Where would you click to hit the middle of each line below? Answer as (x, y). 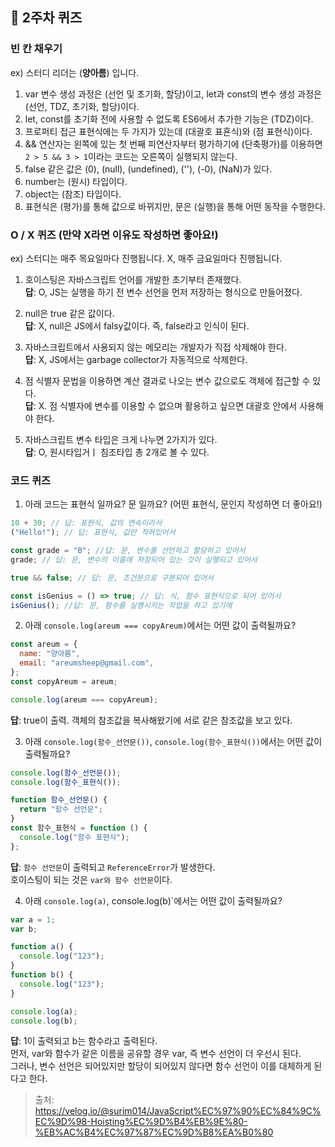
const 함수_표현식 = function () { (79, 828)
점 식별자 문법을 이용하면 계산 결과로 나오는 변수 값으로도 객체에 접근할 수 (167, 380)
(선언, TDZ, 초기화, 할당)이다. (82, 106)
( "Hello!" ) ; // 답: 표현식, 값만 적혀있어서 (93, 533)
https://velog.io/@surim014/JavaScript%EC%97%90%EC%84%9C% (178, 1111)
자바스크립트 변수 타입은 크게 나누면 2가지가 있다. (121, 439)
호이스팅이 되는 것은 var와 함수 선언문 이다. (91, 879)
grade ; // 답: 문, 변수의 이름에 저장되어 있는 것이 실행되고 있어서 (134, 559)
